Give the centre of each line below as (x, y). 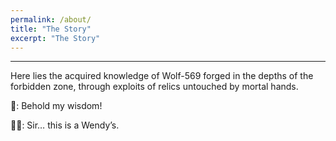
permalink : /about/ (51, 19)
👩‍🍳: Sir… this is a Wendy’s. (65, 125)
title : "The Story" (51, 29)
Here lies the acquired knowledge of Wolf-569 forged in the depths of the (162, 76)
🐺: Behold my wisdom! (56, 106)
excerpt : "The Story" (55, 38)
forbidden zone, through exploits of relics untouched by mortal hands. (154, 87)
